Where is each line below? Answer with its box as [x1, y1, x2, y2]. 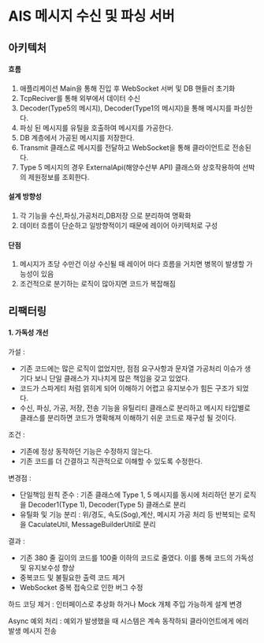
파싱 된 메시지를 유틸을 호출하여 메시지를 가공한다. [19, 123, 173, 133]
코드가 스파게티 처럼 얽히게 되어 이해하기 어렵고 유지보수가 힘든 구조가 [19, 383, 235, 393]
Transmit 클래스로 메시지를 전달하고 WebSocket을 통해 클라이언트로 [19, 143, 231, 152]
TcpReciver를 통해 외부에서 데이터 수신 [19, 93, 141, 103]
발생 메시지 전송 [8, 626, 58, 635]
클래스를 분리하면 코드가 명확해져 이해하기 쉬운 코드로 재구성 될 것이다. [19, 413, 236, 422]
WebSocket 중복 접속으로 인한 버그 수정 [19, 582, 143, 592]
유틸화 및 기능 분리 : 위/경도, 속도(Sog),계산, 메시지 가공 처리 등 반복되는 [19, 510, 242, 519]
